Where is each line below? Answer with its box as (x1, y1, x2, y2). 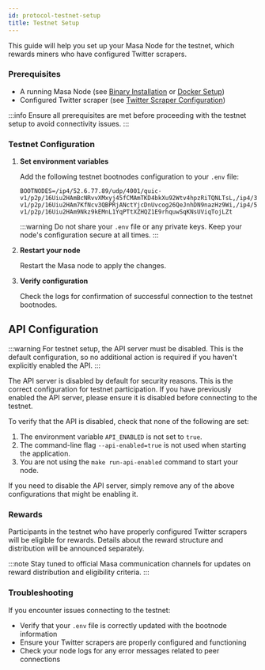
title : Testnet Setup (8, 19, 80, 27)
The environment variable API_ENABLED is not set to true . (19, 432, 203, 441)
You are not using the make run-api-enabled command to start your (19, 456, 239, 467)
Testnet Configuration (8, 138, 95, 150)
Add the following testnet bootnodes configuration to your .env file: (19, 172, 240, 182)
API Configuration (8, 323, 99, 336)
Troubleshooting (8, 587, 74, 598)
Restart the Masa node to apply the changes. (19, 261, 167, 271)
